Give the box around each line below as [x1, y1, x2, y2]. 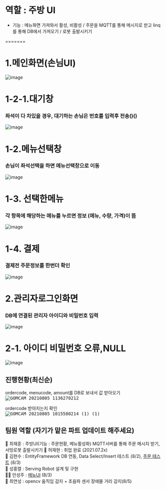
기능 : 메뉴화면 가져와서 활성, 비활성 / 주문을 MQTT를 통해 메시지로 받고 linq [12, 22, 161, 28]
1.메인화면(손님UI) [5, 58, 76, 69]
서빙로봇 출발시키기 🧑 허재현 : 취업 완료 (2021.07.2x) [5, 446, 108, 453]
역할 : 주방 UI [5, 5, 56, 16]
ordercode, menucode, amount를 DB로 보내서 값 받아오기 [5, 390, 120, 396]
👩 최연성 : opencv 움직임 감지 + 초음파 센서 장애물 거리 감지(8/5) [5, 478, 132, 484]
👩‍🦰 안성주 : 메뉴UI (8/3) [5, 471, 52, 478]
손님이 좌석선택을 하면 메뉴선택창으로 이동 [5, 162, 100, 169]
